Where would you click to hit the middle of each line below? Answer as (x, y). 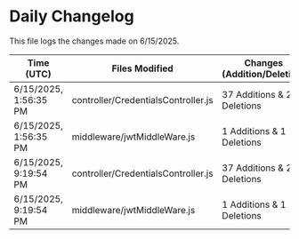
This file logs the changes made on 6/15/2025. (94, 41)
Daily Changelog (72, 16)
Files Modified (142, 68)
